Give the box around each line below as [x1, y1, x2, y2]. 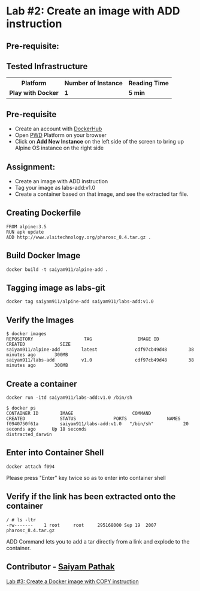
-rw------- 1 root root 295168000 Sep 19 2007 [6, 522, 157, 528]
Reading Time [128, 79, 169, 88]
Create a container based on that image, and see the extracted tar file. [14, 190, 189, 198]
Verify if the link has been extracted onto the [6, 491, 176, 502]
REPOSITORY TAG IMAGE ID [6, 336, 160, 342]
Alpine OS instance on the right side [14, 144, 104, 151]
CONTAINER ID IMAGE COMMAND [6, 410, 151, 417]
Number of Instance [64, 79, 123, 88]
